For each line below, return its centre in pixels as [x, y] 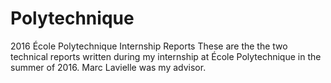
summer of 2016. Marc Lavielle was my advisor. [108, 67]
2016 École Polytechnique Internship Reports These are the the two [149, 46]
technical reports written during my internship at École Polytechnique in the [166, 56]
